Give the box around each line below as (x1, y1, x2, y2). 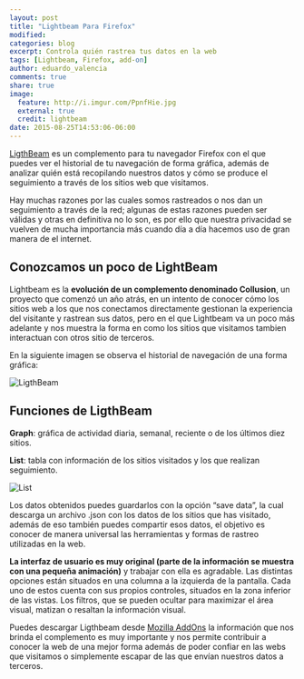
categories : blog (9, 38, 75, 48)
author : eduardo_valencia (9, 65, 107, 74)
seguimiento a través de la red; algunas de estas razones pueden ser (9, 205, 268, 215)
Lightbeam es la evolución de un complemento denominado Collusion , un (9, 284, 290, 295)
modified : (9, 30, 47, 39)
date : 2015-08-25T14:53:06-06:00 (9, 124, 136, 133)
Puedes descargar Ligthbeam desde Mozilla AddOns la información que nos (9, 622, 295, 633)
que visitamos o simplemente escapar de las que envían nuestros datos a (9, 651, 284, 662)
